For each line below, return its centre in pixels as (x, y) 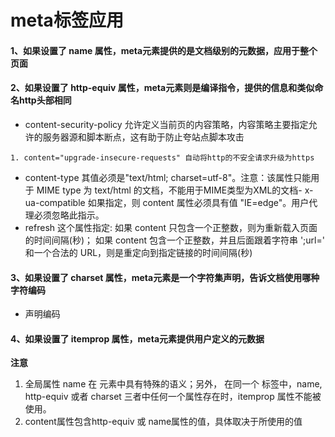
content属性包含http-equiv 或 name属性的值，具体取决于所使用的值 (163, 422)
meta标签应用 (67, 20)
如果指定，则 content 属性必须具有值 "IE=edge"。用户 (198, 202)
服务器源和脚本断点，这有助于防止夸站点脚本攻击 (143, 137)
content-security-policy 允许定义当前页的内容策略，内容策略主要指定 (166, 124)
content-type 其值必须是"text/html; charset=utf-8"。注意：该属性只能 (168, 177)
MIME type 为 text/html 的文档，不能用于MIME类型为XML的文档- (169, 190)
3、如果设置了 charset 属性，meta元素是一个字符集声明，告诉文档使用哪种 (165, 277)
